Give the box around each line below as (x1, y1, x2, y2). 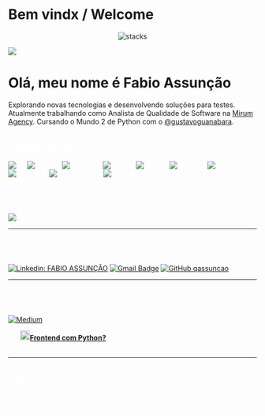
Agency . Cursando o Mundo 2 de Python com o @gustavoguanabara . (8, 117, 234, 126)
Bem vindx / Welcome (8, 6, 155, 24)
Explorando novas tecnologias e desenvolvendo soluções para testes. (8, 100, 236, 110)
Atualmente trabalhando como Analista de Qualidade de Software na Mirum (8, 108, 254, 117)
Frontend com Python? (29, 333, 106, 343)
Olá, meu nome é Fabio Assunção (8, 74, 231, 92)
